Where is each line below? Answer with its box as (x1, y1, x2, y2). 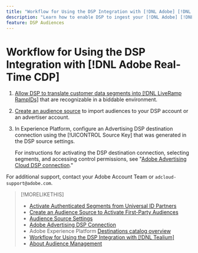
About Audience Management (29, 240, 103, 247)
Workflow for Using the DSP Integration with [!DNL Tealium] (29, 234, 175, 241)
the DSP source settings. (14, 138, 75, 145)
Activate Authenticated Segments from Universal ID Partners (29, 202, 177, 210)
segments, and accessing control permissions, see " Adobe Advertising (14, 155, 187, 163)
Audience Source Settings (29, 215, 93, 222)
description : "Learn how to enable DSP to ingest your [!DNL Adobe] (6, 14, 178, 20)
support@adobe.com (6, 181, 51, 187)
